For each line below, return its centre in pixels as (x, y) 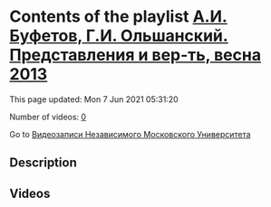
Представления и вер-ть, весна (135, 55)
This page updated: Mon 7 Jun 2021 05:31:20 (94, 99)
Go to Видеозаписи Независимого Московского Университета (130, 134)
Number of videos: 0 (48, 117)
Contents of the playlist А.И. (119, 17)
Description (43, 163)
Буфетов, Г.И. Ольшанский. (119, 36)
